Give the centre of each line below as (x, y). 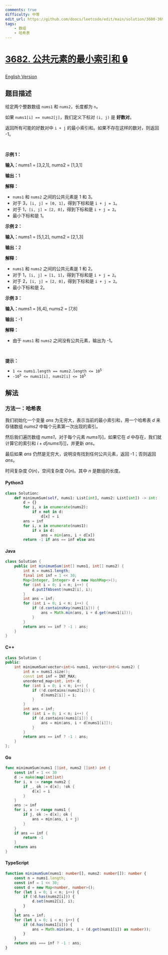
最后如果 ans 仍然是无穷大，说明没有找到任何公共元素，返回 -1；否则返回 (81, 454)
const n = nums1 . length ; (40, 878)
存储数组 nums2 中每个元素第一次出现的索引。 (53, 427)
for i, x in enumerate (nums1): (56, 526)
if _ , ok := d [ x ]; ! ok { (49, 787)
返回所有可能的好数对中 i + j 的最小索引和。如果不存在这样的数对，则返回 (82, 127)
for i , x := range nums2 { (42, 782)
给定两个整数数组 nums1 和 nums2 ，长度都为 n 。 (53, 106)
